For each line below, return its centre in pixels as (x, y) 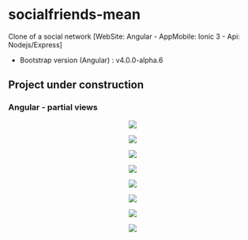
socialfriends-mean (74, 15)
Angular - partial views (53, 107)
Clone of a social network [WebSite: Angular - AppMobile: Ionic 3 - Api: (124, 36)
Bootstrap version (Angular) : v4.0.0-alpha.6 (91, 60)
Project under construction (76, 85)
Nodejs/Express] (36, 44)
